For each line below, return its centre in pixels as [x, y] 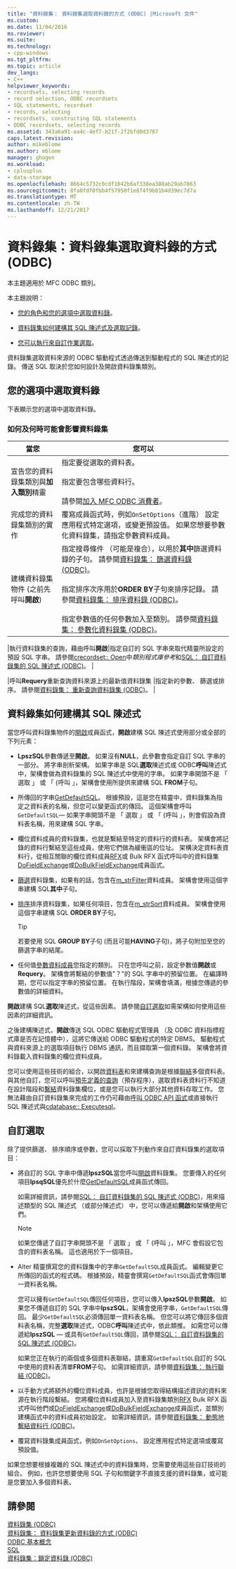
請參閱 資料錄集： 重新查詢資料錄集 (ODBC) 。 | [88, 690]
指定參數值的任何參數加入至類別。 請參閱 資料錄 [140, 618]
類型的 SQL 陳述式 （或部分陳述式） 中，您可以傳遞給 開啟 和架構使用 [123, 1205]
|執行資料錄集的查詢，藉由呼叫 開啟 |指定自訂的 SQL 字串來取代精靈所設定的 [116, 648]
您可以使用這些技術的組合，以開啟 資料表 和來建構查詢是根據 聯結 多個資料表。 [118, 1071]
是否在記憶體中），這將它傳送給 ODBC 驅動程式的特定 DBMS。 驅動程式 [122, 1038]
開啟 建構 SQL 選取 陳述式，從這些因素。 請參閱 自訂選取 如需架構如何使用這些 [117, 1006]
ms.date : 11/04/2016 [38, 27]
